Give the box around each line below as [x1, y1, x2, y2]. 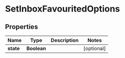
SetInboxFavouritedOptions [5, 3, 120, 14]
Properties [5, 23, 38, 31]
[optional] [83, 45, 106, 52]
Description [50, 37, 79, 43]
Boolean [26, 45, 47, 52]
